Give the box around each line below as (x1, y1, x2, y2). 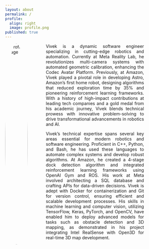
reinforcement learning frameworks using (45, 167, 144, 173)
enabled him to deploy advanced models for (45, 214, 144, 220)
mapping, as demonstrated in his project (45, 225, 144, 230)
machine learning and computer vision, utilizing (45, 204, 144, 209)
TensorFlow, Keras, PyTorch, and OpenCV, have (45, 209, 144, 214)
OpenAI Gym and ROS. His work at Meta (45, 172, 144, 178)
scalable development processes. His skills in (45, 199, 144, 204)
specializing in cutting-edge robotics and (45, 48, 144, 54)
